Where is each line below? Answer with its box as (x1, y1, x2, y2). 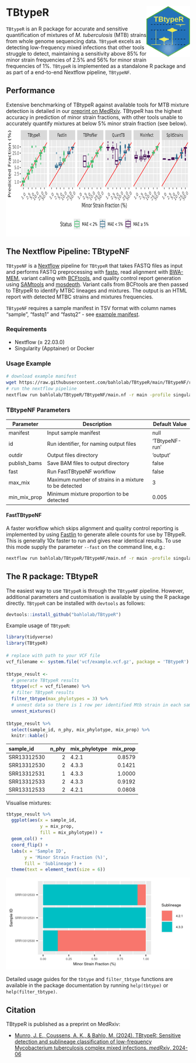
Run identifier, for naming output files (47, 441, 136, 448)
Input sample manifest (47, 429, 100, 436)
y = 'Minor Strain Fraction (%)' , (24, 854, 108, 860)
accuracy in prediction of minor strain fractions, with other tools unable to (6, 113, 183, 121)
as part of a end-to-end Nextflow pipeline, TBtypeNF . (6, 68, 131, 75)
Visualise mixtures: (6, 799, 51, 806)
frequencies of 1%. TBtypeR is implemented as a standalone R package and (6, 62, 186, 70)
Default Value (152, 421, 187, 428)
